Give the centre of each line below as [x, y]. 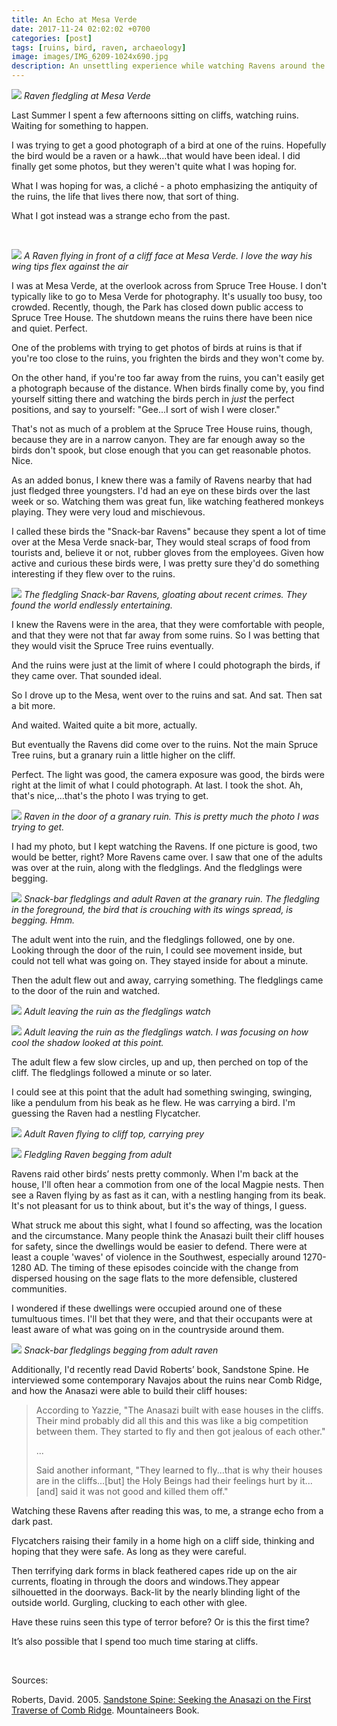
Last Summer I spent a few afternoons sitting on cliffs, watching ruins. [155, 115]
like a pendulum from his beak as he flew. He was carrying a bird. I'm [153, 1102]
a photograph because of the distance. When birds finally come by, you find [168, 388]
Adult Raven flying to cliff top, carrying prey [114, 1134]
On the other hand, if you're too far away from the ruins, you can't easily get [168, 377]
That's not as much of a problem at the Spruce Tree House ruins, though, [162, 429]
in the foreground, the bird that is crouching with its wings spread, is [152, 909]
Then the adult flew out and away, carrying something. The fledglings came [167, 980]
